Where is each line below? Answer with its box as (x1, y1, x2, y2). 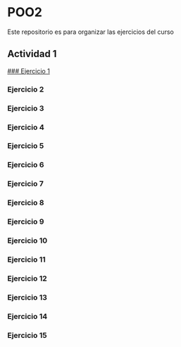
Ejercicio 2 (7, 84, 44, 94)
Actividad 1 (7, 48, 57, 60)
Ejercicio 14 (7, 311, 48, 321)
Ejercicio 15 (7, 330, 47, 340)
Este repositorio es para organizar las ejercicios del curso (7, 28, 174, 36)
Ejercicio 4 (7, 122, 44, 132)
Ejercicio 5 (7, 141, 44, 151)
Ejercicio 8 (7, 198, 44, 208)
